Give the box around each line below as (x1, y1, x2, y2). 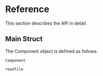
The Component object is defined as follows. (5, 48, 98, 54)
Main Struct (5, 35, 43, 43)
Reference (5, 4, 49, 15)
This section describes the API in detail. (5, 20, 87, 26)
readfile (5, 66, 24, 71)
